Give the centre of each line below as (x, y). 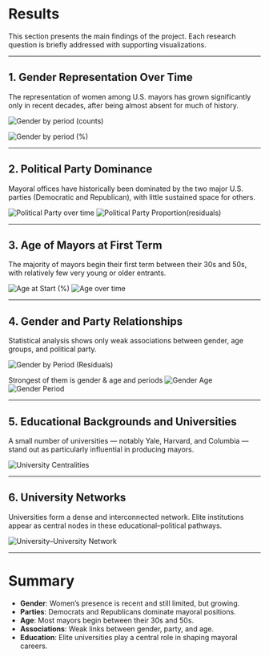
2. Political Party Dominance (80, 169)
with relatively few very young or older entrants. (87, 273)
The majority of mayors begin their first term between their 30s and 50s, (128, 265)
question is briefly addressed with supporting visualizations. (107, 44)
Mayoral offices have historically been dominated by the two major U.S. (126, 189)
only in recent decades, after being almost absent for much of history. (123, 105)
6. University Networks (67, 498)
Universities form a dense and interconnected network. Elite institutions (126, 517)
